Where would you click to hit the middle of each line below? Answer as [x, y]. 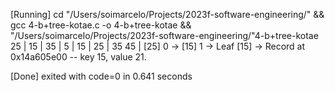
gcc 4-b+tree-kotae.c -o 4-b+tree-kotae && [101, 25]
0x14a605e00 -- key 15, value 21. [78, 57]
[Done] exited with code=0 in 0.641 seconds [101, 76]
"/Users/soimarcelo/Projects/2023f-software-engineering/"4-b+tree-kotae [164, 35]
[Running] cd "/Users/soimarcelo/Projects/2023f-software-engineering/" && [167, 14]
